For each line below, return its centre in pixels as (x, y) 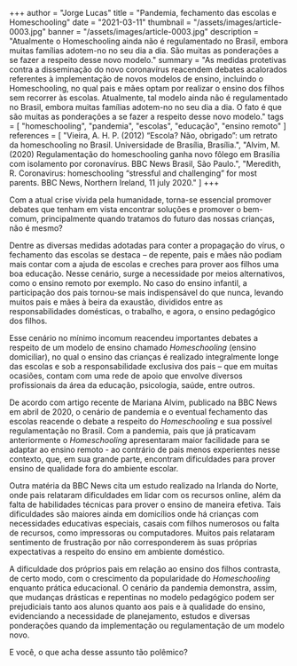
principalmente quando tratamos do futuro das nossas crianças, (158, 218)
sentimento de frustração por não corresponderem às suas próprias (133, 542)
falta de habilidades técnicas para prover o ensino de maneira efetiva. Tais (145, 504)
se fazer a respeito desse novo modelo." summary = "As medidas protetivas (148, 60)
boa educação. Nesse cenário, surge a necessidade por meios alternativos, (147, 274)
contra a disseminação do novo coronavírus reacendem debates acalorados (148, 69)
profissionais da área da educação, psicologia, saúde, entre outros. (132, 385)
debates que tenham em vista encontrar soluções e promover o (125, 209)
